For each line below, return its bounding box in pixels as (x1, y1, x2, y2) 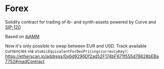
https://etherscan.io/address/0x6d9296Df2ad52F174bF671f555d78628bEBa (5, 53, 159, 59)
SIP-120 (5, 24, 21, 30)
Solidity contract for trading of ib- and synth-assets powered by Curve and (5, 19, 156, 25)
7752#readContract (5, 58, 45, 64)
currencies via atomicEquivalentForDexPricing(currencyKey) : (5, 48, 128, 54)
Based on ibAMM (5, 34, 40, 39)
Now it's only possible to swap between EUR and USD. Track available (5, 43, 147, 49)
